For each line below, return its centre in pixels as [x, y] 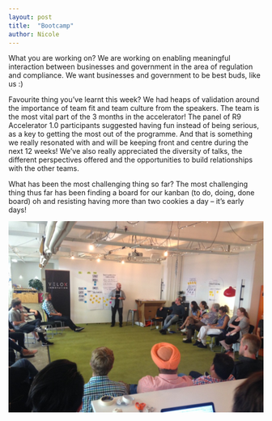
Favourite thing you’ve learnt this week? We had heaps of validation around [134, 100]
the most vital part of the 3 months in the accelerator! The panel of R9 [125, 117]
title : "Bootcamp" [41, 26]
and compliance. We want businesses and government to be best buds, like [134, 75]
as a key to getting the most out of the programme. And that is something [131, 134]
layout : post [30, 17]
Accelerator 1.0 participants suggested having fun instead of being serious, [134, 125]
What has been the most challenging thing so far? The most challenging [128, 184]
